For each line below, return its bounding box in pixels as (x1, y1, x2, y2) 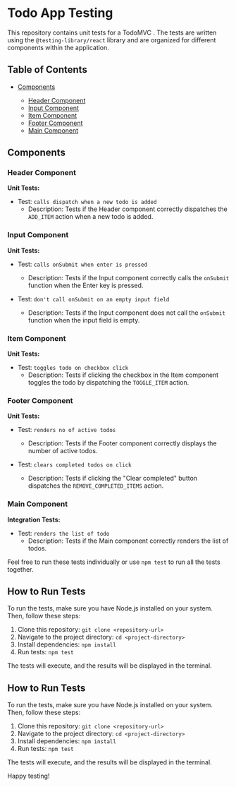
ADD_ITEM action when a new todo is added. (27, 212, 154, 221)
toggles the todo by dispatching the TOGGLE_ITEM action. (27, 378, 190, 387)
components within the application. (7, 43, 109, 52)
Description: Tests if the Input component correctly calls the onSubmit (27, 273, 230, 282)
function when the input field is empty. (27, 316, 140, 324)
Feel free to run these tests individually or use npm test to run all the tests (7, 558, 221, 566)
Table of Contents (7, 64, 88, 76)
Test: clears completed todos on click (17, 460, 132, 469)
